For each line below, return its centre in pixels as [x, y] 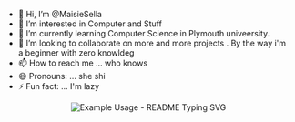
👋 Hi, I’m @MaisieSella [60, 14]
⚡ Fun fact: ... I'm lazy [59, 86]
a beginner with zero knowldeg [76, 53]
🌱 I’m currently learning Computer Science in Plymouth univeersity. [144, 33]
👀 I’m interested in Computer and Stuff [90, 24]
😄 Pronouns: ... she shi [62, 76]
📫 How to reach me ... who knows [83, 63]
